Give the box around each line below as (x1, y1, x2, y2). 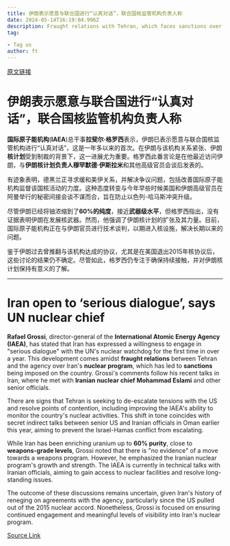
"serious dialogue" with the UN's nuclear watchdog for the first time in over (7, 347, 220, 355)
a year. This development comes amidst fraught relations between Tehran (7, 354, 218, 362)
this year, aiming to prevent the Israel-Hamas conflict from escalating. (7, 425, 204, 434)
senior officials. (7, 383, 51, 391)
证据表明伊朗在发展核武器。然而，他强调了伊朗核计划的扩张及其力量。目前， (7, 215, 223, 223)
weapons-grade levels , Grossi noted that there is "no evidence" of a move (7, 446, 218, 454)
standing (7, 475, 32, 484)
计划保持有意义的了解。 (7, 264, 73, 273)
